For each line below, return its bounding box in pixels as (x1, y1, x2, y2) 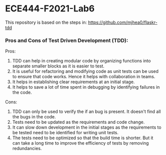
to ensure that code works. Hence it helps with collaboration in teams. (12, 74, 156, 80)
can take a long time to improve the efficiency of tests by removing (12, 140, 149, 146)
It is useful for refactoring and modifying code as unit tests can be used (12, 68, 159, 74)
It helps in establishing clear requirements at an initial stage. (12, 79, 135, 85)
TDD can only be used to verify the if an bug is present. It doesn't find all (12, 108, 161, 114)
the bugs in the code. (12, 114, 56, 120)
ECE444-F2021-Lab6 (5, 3, 95, 14)
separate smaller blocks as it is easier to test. (12, 63, 105, 69)
